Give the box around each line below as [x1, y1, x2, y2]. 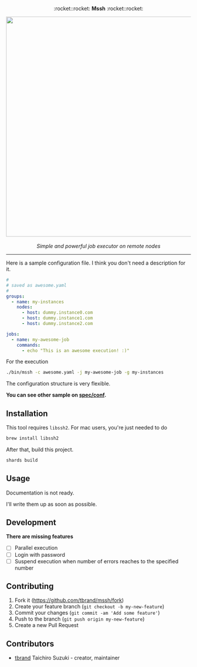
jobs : [6, 331, 19, 337]
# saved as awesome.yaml [6, 282, 67, 288]
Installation [6, 408, 48, 418]
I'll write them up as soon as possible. [6, 500, 97, 507]
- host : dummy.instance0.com [21, 310, 93, 316]
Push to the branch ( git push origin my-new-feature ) [14, 615, 145, 622]
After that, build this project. [6, 446, 74, 453]
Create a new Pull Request [14, 622, 79, 629]
